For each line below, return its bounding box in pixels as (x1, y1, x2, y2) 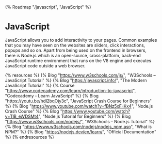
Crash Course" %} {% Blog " (5, 108, 63, 114)
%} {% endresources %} (5, 134, 54, 140)
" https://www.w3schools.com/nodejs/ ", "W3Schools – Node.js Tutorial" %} (5, 118, 155, 124)
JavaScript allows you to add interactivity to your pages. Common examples (5, 37, 157, 43)
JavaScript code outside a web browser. (5, 63, 86, 68)
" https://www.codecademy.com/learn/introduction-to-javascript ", (5, 87, 136, 94)
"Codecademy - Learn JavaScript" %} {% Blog (5, 93, 99, 98)
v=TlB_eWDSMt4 (5, 113, 39, 119)
